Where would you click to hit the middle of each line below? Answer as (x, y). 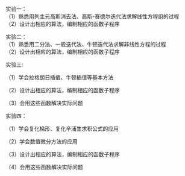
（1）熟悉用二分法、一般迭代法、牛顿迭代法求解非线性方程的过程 (86, 44)
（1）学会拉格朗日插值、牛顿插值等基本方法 (60, 77)
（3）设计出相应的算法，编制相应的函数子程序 (63, 154)
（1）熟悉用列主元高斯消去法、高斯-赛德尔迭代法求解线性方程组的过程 (92, 16)
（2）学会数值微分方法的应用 (42, 141)
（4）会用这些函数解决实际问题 (45, 167)
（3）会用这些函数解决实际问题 (44, 103)
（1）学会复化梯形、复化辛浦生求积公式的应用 (62, 129)
